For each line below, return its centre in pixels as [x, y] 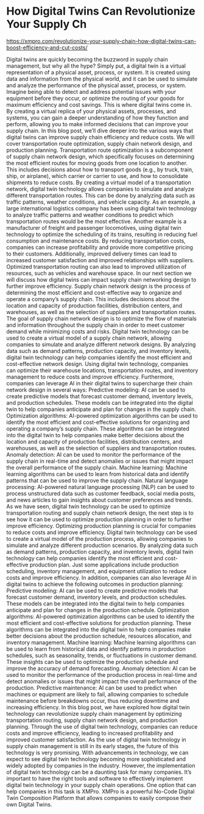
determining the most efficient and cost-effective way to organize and [94, 292]
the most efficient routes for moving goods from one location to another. [97, 163]
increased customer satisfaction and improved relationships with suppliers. [100, 260]
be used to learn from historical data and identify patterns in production [96, 649]
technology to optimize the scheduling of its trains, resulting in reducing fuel [102, 234]
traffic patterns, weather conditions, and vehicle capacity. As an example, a [101, 202]
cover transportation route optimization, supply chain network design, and [99, 143]
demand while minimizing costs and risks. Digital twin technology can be [97, 331]
